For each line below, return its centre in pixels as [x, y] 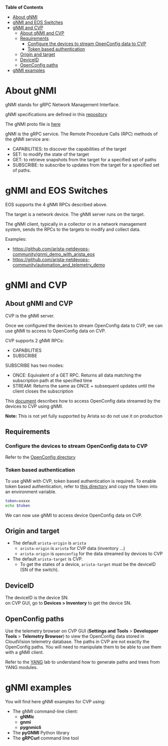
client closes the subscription [43, 391]
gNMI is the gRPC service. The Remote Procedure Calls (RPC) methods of [81, 134]
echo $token [18, 505]
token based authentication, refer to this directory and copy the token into [81, 486]
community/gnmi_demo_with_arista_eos [54, 254]
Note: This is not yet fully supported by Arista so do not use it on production [84, 416]
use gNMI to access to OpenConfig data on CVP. [56, 331]
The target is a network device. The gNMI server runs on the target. [75, 214]
